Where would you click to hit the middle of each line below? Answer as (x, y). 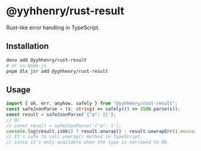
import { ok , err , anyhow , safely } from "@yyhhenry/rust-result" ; (92, 104)
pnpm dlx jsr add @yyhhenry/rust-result (57, 71)
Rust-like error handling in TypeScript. (53, 27)
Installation (28, 46)
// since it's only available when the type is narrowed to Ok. (88, 142)
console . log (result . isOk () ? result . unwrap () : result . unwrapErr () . (93, 131)
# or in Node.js (26, 66)
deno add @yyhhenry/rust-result (46, 60)
